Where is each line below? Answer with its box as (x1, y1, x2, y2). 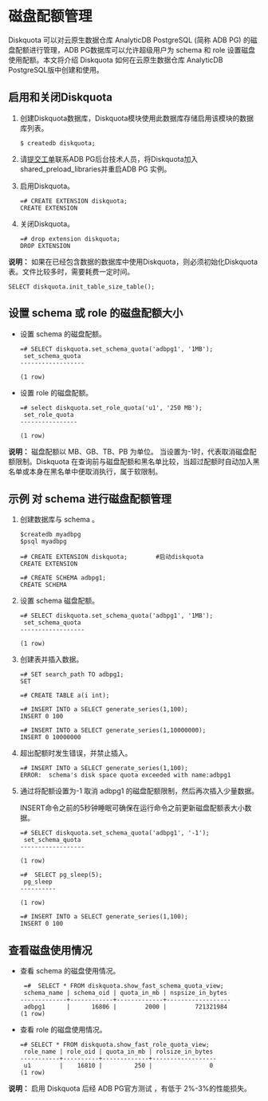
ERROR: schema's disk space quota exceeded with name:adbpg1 (19, 771, 231, 780)
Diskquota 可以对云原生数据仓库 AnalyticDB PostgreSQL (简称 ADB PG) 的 (8, 35, 251, 45)
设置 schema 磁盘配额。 (19, 596, 100, 606)
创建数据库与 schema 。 (19, 515, 100, 525)
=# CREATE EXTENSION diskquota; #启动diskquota (19, 553, 204, 561)
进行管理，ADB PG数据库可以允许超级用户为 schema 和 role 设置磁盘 (29, 45, 255, 54)
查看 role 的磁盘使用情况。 (19, 1025, 107, 1035)
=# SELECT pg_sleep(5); (19, 871, 103, 879)
